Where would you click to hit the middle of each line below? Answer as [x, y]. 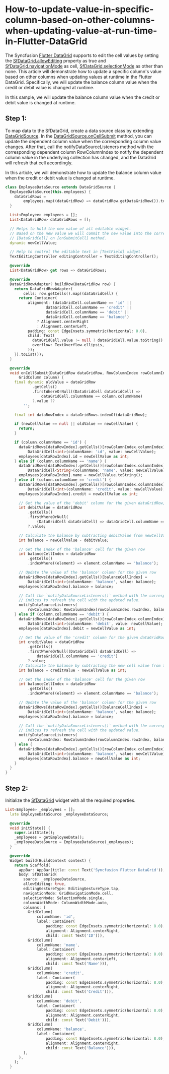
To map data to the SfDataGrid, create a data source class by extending [79, 131]
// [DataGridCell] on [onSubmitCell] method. [58, 238]
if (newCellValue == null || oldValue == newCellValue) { [76, 424]
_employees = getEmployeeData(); [49, 838]
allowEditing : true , [45, 884]
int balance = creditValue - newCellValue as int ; [73, 670]
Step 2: [17, 788]
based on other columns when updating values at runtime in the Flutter [79, 77]
